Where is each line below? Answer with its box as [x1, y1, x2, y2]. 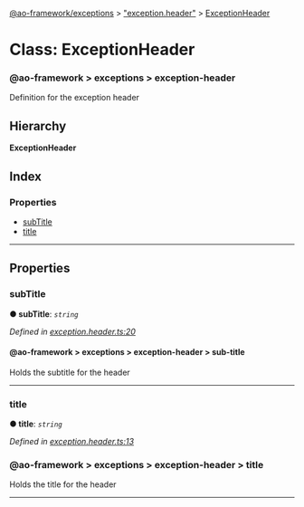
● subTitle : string [9, 308, 79, 320]
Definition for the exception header [9, 92, 140, 103]
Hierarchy [9, 118, 67, 134]
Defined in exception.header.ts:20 [9, 326, 136, 337]
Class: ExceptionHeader [9, 40, 195, 60]
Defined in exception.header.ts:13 [9, 436, 134, 447]
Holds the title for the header [9, 479, 117, 490]
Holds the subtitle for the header [9, 367, 131, 378]
